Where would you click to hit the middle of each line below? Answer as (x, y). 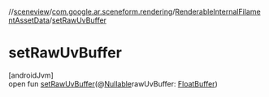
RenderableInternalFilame (218, 12)
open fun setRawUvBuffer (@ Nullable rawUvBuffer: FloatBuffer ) (113, 83)
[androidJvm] (31, 75)
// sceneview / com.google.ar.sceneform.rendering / (92, 12)
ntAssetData (29, 20)
